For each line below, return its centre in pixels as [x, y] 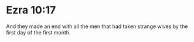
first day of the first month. [38, 32]
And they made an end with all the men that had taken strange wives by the [97, 26]
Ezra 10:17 [31, 10]
